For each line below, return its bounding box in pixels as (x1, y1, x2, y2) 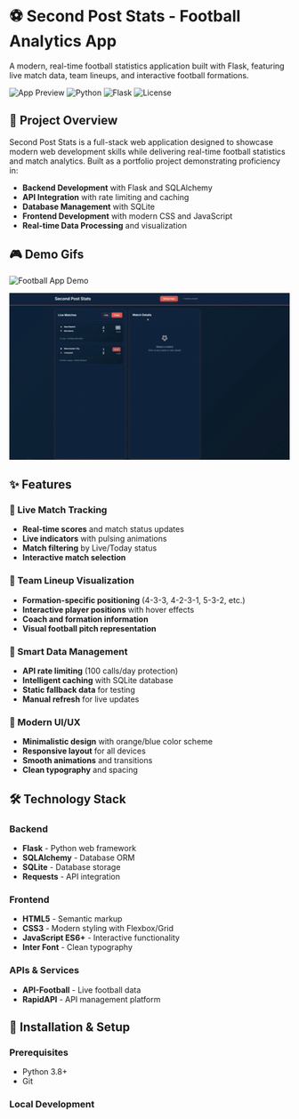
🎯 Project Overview (9, 113, 118, 128)
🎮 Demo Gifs (9, 247, 85, 262)
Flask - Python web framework (21, 843, 136, 854)
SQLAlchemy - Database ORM (21, 852, 135, 863)
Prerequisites (9, 1046, 69, 1059)
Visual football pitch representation (21, 623, 157, 633)
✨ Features (9, 477, 72, 493)
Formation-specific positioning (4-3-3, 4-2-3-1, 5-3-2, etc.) (21, 594, 246, 605)
